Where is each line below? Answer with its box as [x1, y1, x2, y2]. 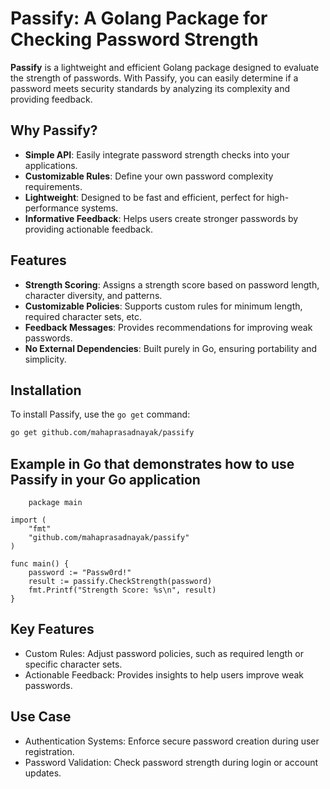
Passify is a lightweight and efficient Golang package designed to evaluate [10, 61, 320, 73]
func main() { [10, 559, 70, 569]
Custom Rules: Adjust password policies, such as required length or [24, 647, 304, 659]
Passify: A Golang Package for [10, 7, 268, 30]
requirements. [24, 180, 83, 192]
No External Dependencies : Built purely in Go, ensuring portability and [24, 342, 318, 354]
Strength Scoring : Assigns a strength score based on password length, [24, 278, 320, 291]
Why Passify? [10, 122, 98, 139]
